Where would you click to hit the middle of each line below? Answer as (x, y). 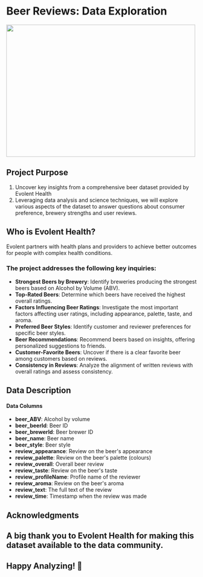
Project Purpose (37, 172)
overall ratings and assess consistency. (64, 371)
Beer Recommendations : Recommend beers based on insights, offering (105, 339)
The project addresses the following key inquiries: (82, 268)
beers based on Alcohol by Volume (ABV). (67, 288)
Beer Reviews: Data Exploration (87, 11)
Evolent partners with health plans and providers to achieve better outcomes (101, 247)
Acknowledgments (43, 515)
